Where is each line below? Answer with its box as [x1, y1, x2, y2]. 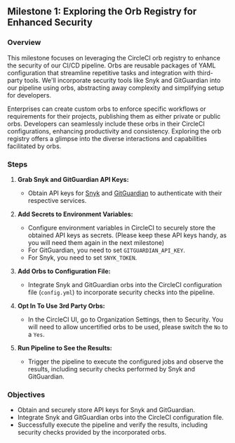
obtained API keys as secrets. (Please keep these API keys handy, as [27, 231, 227, 239]
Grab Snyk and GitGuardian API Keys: [17, 175, 129, 183]
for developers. [7, 91, 51, 99]
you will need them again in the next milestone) [27, 238, 165, 246]
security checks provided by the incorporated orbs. [17, 428, 167, 437]
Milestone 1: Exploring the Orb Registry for [7, 6, 197, 18]
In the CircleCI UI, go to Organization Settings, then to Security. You [27, 315, 223, 324]
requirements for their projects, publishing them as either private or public [7, 112, 221, 120]
